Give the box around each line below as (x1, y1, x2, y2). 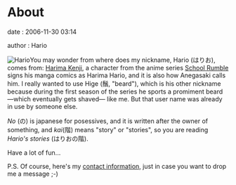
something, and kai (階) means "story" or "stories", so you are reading (7, 125, 209, 134)
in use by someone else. (7, 102, 78, 110)
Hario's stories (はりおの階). (7, 134, 89, 143)
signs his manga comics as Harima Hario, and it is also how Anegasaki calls (7, 71, 226, 79)
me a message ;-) (7, 170, 58, 178)
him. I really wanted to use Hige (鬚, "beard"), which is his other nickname (7, 79, 221, 88)
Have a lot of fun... (7, 148, 61, 157)
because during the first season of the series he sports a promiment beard (7, 87, 223, 96)
